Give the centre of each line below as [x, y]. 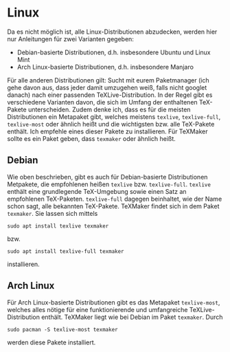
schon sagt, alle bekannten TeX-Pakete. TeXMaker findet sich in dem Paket [113, 206]
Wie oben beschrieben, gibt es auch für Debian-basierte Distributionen [107, 177]
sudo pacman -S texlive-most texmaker [62, 329]
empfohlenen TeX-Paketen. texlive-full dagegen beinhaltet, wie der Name [115, 199]
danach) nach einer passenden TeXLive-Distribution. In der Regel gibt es [110, 95]
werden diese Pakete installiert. [51, 342]
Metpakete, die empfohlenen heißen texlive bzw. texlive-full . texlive [109, 184]
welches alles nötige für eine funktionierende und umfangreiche [97, 309]
